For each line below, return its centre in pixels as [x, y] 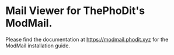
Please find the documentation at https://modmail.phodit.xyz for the [87, 39]
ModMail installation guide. [38, 46]
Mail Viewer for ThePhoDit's [75, 11]
